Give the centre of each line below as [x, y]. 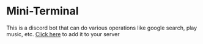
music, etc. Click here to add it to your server [63, 34]
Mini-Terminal [42, 11]
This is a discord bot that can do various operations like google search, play [102, 28]
